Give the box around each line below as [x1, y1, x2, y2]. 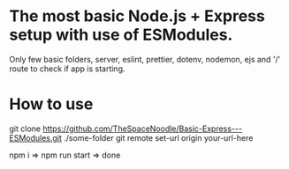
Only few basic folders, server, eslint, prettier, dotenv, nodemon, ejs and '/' [9, 54, 281, 64]
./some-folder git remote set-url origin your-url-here [63, 132, 254, 143]
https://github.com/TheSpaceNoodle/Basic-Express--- [42, 123, 243, 134]
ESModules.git [9, 132, 62, 143]
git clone [9, 123, 42, 134]
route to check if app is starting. [9, 63, 125, 74]
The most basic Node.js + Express [9, 6, 265, 26]
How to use [9, 94, 94, 114]
